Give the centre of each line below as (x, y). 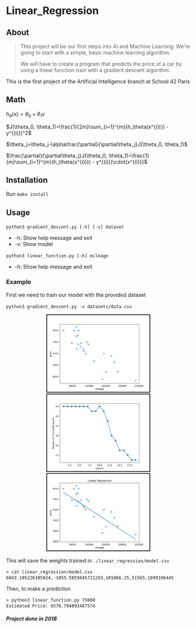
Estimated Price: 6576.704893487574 (51, 606)
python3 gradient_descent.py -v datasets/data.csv (69, 306)
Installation (27, 180)
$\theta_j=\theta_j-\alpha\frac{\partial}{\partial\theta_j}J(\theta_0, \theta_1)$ (97, 144)
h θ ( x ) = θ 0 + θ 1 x (25, 114)
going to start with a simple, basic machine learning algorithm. (95, 53)
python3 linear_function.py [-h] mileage (57, 256)
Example (19, 282)
